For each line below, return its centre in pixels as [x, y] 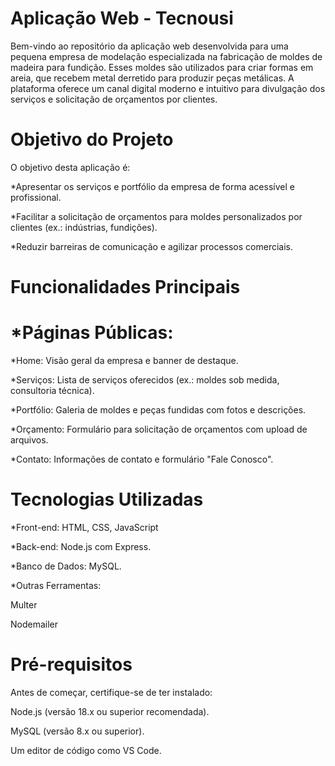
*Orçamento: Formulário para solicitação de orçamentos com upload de [159, 429]
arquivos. [29, 440]
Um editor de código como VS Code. [86, 750]
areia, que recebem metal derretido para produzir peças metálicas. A [152, 78]
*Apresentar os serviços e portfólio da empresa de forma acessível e [152, 186]
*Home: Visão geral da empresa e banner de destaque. [124, 360]
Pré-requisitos [71, 664]
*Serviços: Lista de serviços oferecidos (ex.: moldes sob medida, [145, 380]
